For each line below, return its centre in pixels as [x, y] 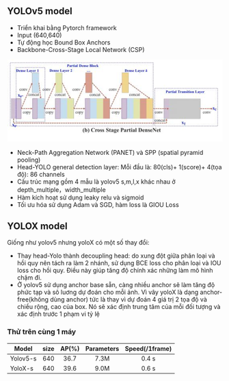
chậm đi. [29, 278]
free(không [33, 299]
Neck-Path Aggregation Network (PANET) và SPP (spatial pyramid [110, 152]
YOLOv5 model [40, 11]
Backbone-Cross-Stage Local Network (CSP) [81, 49]
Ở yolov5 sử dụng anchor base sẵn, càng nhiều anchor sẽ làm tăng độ [116, 285]
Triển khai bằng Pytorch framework [67, 27]
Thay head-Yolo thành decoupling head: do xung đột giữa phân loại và [116, 256]
